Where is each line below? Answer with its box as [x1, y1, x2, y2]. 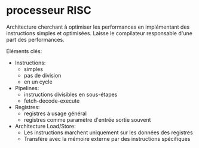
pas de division [23, 72, 62, 79]
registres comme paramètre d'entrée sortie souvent [23, 116, 151, 123]
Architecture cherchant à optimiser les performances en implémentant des [6, 23, 190, 30]
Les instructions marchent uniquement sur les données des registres [23, 129, 193, 136]
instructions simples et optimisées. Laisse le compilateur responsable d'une [6, 29, 193, 36]
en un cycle [23, 78, 53, 85]
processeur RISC [6, 4, 91, 17]
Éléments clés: [6, 47, 42, 54]
